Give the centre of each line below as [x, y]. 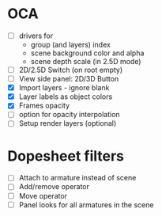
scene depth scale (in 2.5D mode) [86, 61]
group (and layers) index [71, 45]
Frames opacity [44, 106]
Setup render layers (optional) [68, 123]
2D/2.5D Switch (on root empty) [71, 70]
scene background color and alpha [87, 53]
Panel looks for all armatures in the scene [86, 205]
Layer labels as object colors [66, 97]
